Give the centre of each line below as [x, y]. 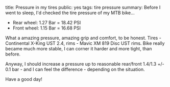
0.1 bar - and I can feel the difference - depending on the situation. [75, 69]
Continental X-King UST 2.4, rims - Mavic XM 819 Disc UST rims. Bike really [85, 43]
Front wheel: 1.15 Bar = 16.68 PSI [46, 28]
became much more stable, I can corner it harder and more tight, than [79, 49]
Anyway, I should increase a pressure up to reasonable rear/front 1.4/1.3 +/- [85, 64]
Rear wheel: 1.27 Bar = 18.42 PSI [47, 23]
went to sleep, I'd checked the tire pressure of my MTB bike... [70, 13]
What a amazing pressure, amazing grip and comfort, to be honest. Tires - [83, 38]
